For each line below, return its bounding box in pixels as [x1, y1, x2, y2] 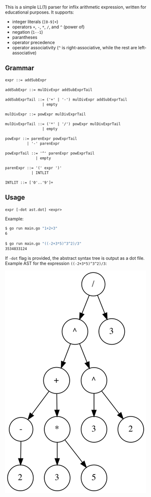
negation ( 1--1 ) [12, 29, 43, 35]
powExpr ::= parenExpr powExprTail [5, 136, 77, 141]
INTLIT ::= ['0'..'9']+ [5, 180, 54, 185]
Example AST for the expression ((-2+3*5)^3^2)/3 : [5, 261, 107, 266]
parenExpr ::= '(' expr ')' [5, 166, 62, 170]
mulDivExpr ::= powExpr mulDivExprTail [5, 112, 86, 117]
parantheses [12, 34, 38, 40]
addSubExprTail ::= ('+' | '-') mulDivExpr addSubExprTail [5, 97, 128, 102]
